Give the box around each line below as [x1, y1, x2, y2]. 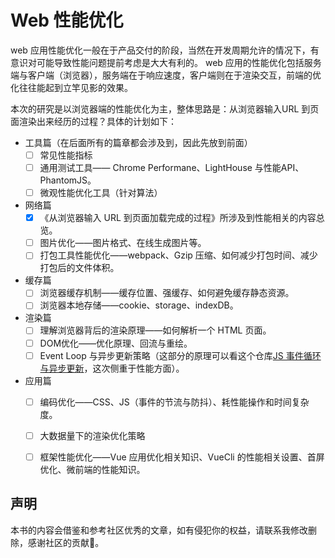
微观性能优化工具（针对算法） [39, 187, 163, 199]
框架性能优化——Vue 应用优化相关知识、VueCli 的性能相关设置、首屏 [39, 451, 325, 463]
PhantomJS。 [39, 174, 97, 186]
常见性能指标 [39, 149, 93, 161]
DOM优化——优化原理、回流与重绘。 [39, 337, 193, 349]
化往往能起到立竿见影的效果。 [10, 81, 133, 93]
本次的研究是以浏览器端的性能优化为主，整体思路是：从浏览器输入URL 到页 [10, 102, 320, 115]
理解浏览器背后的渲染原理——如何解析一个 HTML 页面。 [39, 324, 272, 336]
